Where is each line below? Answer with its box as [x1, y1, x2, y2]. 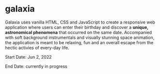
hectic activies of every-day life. [5, 45, 69, 50]
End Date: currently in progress [5, 63, 67, 69]
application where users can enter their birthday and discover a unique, [5, 24, 149, 30]
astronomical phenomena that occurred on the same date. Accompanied [5, 29, 152, 35]
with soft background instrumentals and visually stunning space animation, [5, 35, 155, 40]
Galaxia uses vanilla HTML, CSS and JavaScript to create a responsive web [5, 19, 155, 25]
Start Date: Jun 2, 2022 [5, 54, 52, 60]
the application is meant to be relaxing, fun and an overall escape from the [5, 39, 154, 45]
